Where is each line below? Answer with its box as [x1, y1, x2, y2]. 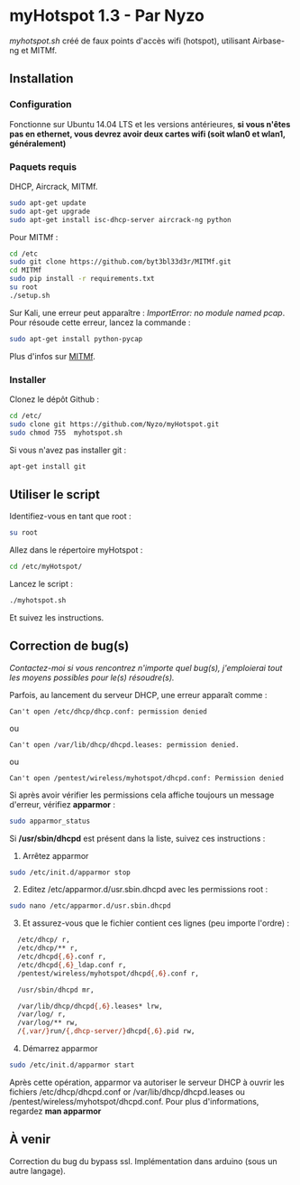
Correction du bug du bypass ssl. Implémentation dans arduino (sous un [9, 1155, 277, 1166]
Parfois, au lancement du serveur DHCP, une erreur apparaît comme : [9, 689, 268, 700]
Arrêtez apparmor [22, 850, 89, 861]
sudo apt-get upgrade [9, 207, 91, 216]
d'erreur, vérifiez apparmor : [9, 798, 115, 809]
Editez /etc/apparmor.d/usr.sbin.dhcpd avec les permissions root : [22, 884, 268, 895]
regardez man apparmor [9, 1106, 102, 1116]
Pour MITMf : [9, 231, 59, 242]
